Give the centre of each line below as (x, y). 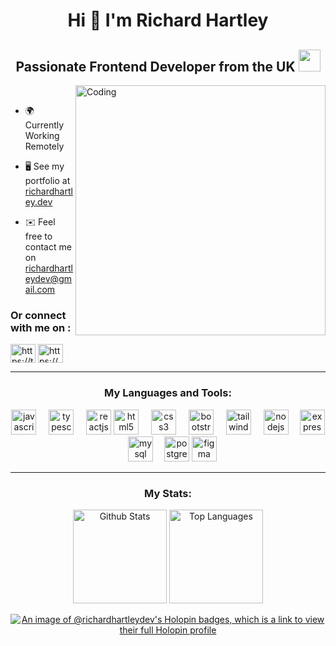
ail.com (40, 289)
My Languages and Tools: (168, 393)
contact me (48, 247)
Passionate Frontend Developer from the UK (155, 66)
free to (38, 236)
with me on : (41, 327)
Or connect (38, 315)
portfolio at (47, 180)
